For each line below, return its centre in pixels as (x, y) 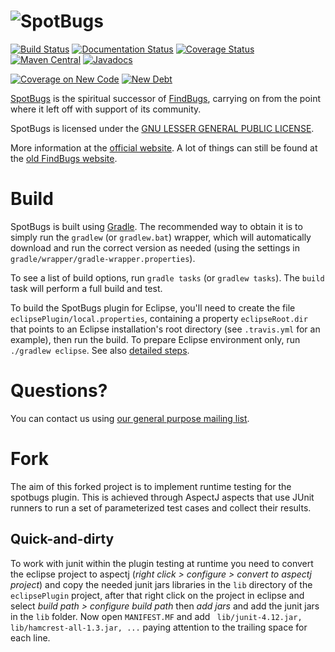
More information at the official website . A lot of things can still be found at (164, 147)
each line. (30, 637)
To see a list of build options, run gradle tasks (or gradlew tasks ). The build (167, 277)
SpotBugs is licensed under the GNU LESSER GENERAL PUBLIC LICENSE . (162, 128)
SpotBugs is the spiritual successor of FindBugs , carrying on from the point (166, 98)
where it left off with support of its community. (106, 109)
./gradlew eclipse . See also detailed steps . (100, 350)
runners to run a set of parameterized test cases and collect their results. (161, 507)
